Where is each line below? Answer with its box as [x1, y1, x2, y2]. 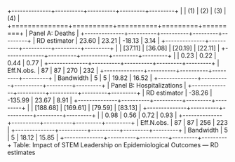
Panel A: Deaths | [29, 29, 79, 37]
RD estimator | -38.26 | [146, 88, 213, 97]
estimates [7, 148, 36, 156]
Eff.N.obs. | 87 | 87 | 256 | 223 [140, 119, 228, 126]
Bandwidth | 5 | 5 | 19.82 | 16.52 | [57, 74, 152, 82]
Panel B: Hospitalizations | [111, 81, 187, 89]
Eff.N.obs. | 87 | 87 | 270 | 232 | [7, 67, 99, 74]
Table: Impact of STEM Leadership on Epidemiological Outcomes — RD [13, 141, 219, 149]
